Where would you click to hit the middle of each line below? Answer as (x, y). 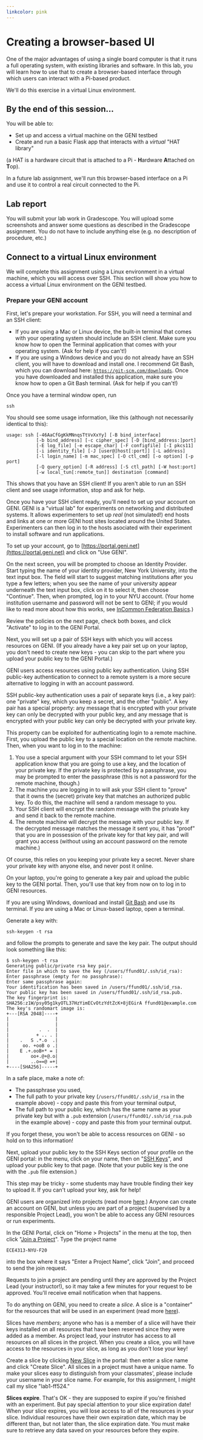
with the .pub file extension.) (42, 1172)
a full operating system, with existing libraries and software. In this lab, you (99, 65)
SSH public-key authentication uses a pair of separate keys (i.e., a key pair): (101, 695)
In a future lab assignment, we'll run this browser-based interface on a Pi (97, 178)
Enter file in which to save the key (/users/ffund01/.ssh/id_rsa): (95, 972)
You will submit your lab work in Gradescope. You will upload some (90, 219)
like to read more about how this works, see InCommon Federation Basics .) (100, 609)
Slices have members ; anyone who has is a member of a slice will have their (101, 1323)
